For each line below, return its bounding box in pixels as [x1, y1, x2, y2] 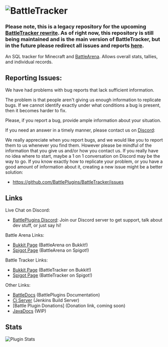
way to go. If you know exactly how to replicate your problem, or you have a [5, 158, 163, 164]
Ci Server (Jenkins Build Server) [12, 297, 80, 303]
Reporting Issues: [5, 73, 62, 82]
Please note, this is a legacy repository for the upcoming [5, 23, 146, 30]
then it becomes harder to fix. [5, 108, 67, 114]
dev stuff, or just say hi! [12, 223, 62, 229]
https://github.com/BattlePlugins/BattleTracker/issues [12, 179, 124, 185]
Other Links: [5, 282, 31, 288]
